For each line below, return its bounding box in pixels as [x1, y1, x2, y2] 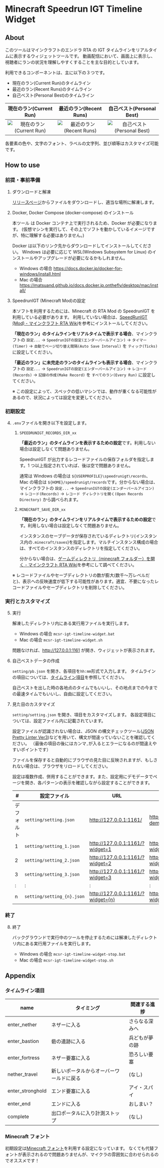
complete [7, 1113, 29, 1120]
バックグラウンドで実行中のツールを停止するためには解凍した [12, 934, 137, 940]
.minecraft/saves [32, 540, 68, 545]
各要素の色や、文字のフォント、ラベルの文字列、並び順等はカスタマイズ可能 [5, 141, 159, 146]
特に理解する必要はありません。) [20, 232, 84, 238]
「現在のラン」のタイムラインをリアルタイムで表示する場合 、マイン [12, 330, 149, 336]
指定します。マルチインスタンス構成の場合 [73, 539, 159, 545]
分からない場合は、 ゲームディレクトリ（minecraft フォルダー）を [19, 556, 151, 561]
